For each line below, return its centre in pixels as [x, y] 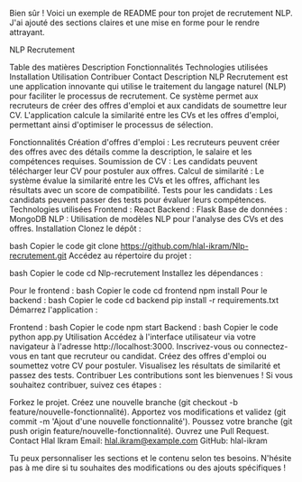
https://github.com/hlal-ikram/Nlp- [185, 246]
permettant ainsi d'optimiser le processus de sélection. [111, 125]
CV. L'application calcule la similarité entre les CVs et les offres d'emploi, [144, 115]
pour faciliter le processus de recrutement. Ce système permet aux [134, 96]
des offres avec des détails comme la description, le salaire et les [131, 152]
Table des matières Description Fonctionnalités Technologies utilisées [139, 67]
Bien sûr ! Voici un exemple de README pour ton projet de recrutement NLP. [151, 13]
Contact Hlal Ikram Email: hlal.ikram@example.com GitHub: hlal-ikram [138, 440]
